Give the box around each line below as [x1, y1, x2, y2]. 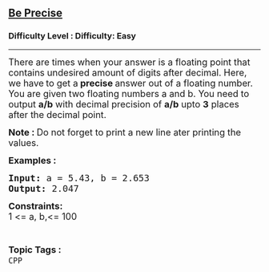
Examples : [8, 154, 57, 166]
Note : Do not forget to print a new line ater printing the [8, 126, 242, 138]
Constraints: [8, 200, 63, 212]
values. [8, 136, 39, 148]
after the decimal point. [8, 108, 106, 120]
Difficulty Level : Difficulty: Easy [8, 30, 136, 42]
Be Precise [8, 6, 62, 20]
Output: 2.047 [8, 182, 79, 194]
